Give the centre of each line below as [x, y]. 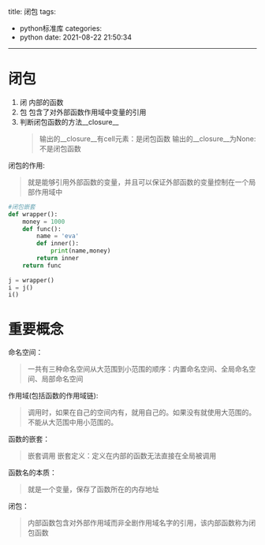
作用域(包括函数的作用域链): [53, 396]
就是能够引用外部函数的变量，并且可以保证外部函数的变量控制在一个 [138, 182]
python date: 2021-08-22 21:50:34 [76, 37]
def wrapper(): [33, 214]
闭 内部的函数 [41, 102]
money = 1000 [44, 222]
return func [42, 265]
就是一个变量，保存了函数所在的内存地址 [93, 489]
